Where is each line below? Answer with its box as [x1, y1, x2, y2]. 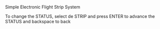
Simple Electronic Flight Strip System [5, 4, 80, 10]
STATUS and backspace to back [5, 19, 71, 24]
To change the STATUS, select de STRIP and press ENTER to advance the [5, 14, 155, 19]
